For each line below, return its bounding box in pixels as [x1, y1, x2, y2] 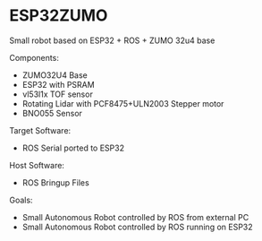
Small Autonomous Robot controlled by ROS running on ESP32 [21, 221, 253, 232]
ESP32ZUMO [9, 5, 108, 26]
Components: [9, 52, 60, 63]
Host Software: [9, 159, 65, 170]
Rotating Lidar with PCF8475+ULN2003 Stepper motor [21, 98, 224, 108]
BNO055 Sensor [21, 108, 83, 118]
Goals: [9, 194, 33, 205]
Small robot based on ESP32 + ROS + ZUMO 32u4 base [9, 35, 216, 46]
